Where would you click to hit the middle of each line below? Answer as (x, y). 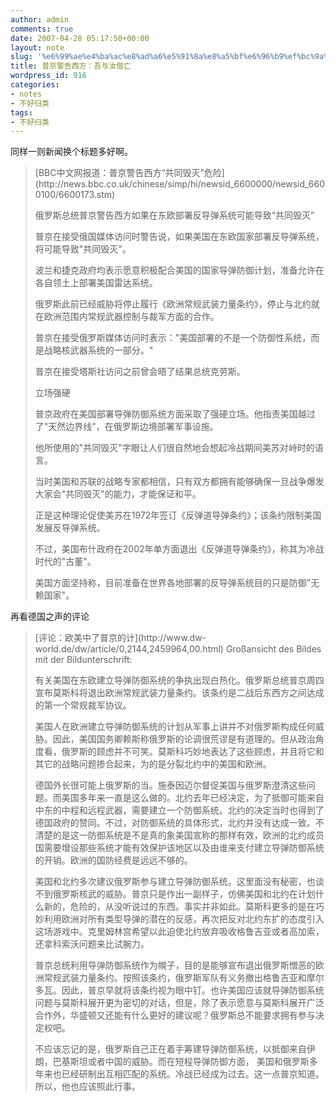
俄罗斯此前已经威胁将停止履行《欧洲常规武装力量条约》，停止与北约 (173, 304)
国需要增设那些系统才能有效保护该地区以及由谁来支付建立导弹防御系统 (179, 848)
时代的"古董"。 (65, 562)
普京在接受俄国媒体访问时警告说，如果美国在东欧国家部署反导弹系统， (179, 237)
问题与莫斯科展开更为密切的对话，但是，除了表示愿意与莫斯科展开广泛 (179, 1003)
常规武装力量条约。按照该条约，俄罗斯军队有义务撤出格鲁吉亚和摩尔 (184, 978)
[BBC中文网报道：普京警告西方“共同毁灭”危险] (129, 173)
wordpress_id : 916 (48, 76)
